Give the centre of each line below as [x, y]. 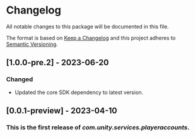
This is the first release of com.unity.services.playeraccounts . [98, 127]
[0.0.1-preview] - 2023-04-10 [62, 111]
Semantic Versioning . [32, 44]
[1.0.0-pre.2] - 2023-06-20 [58, 63]
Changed [20, 79]
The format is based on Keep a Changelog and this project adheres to [91, 38]
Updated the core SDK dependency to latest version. [79, 92]
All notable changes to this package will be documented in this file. [87, 26]
